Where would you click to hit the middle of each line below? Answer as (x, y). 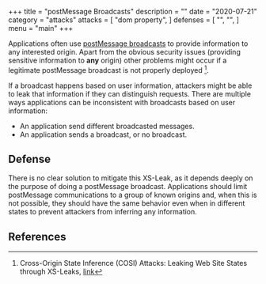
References (37, 237)
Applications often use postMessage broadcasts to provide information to (128, 44)
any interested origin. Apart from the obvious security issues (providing (125, 52)
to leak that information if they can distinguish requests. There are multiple (130, 93)
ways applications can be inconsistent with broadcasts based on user (122, 102)
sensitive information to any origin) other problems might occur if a (118, 60)
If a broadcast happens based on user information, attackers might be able (130, 85)
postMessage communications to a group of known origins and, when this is (133, 195)
